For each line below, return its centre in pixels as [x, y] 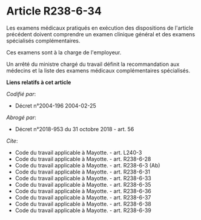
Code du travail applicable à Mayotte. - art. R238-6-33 [83, 178]
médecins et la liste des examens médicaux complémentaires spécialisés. [98, 70]
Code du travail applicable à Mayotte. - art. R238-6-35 [83, 184]
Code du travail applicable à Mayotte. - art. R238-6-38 [83, 204]
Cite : [12, 141]
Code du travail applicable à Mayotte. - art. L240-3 [78, 152]
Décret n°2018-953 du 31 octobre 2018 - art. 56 [74, 129]
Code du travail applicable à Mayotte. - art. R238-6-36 [83, 191]
